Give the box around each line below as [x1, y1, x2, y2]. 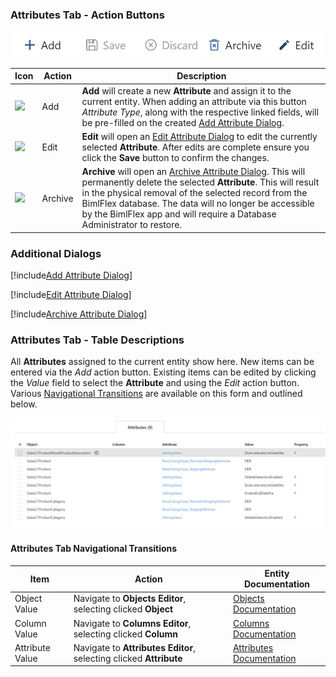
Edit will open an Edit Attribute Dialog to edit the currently [81, 130, 318, 142]
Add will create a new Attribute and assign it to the [81, 84, 292, 97]
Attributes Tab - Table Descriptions [10, 333, 185, 347]
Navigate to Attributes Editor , [73, 641, 196, 653]
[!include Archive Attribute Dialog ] [10, 308, 148, 320]
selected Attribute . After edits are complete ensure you [81, 141, 310, 153]
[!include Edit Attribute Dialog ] [10, 288, 132, 300]
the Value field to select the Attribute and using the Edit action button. [10, 377, 300, 389]
